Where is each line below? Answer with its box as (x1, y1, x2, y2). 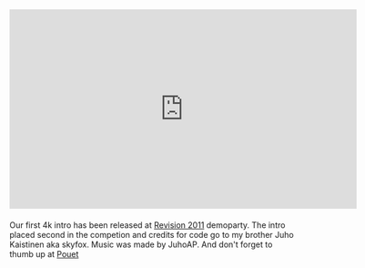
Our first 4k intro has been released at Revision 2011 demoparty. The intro (9, 220, 286, 231)
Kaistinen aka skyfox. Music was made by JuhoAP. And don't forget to (9, 239, 273, 250)
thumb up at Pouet (9, 249, 79, 259)
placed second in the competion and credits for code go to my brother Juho (9, 230, 294, 240)
